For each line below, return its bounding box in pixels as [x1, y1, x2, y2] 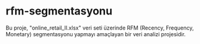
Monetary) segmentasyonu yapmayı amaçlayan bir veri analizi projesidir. [5, 30, 186, 37]
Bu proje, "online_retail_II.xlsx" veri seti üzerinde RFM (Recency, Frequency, [5, 24, 194, 31]
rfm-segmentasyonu [5, 4, 113, 18]
